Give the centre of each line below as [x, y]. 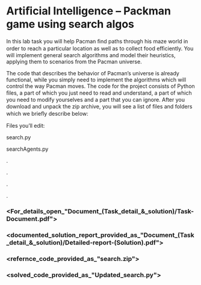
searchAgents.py [27, 149]
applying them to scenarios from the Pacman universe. [74, 61]
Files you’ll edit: [26, 125]
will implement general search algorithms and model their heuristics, [91, 55]
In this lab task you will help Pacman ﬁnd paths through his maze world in [97, 41]
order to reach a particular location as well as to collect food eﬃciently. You [100, 48]
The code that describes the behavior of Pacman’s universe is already [93, 73]
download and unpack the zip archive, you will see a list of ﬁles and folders [99, 106]
